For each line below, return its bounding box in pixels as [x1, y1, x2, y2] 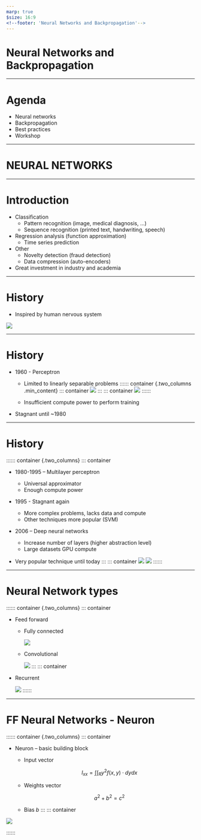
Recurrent [14, 674, 40, 681]
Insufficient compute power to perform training [23, 399, 139, 406]
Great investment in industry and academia [14, 264, 121, 271]
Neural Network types [6, 585, 118, 598]
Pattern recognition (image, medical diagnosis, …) [23, 220, 147, 227]
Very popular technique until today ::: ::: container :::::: [14, 558, 163, 565]
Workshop [14, 132, 41, 140]
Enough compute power [23, 486, 84, 493]
